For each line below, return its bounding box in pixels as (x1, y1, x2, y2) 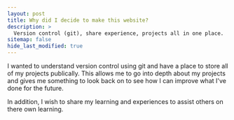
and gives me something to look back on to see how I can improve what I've (7, 77, 226, 84)
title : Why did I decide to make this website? (7, 17, 149, 24)
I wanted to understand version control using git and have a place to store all (7, 62, 228, 70)
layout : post (7, 10, 46, 17)
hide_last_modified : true (7, 43, 83, 50)
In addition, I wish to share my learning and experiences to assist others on (7, 98, 223, 105)
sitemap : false (7, 36, 52, 43)
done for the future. (7, 84, 64, 92)
